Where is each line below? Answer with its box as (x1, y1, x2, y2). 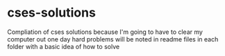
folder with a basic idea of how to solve (7, 42, 120, 50)
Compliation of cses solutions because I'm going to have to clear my (7, 28, 203, 36)
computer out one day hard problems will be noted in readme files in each (7, 35, 219, 43)
